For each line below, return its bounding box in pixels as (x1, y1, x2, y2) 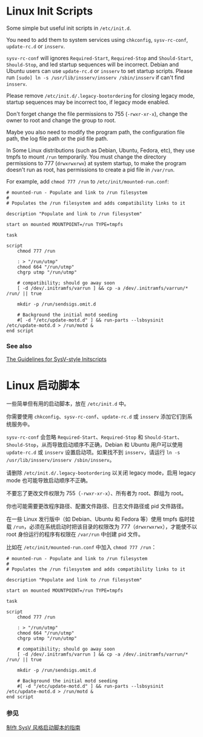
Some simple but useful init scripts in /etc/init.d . (6, 24, 131, 32)
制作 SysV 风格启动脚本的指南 (6, 724, 81, 732)
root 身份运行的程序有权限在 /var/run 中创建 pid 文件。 (6, 530, 144, 538)
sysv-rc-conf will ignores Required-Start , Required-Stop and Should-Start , (6, 54, 193, 61)
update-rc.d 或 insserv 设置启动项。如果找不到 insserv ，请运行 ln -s (6, 448, 181, 456)
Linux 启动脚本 (6, 379, 80, 392)
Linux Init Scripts (6, 4, 93, 18)
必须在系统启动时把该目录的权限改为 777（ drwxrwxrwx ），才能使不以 (29, 523, 198, 530)
